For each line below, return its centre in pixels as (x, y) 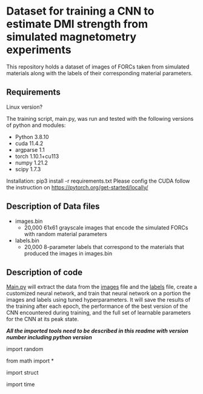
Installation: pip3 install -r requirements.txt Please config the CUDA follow (98, 181)
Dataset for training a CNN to (80, 11)
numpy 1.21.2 (32, 163)
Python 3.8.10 (32, 137)
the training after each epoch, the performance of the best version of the (97, 306)
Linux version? (25, 107)
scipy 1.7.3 (28, 169)
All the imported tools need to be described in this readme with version (98, 331)
